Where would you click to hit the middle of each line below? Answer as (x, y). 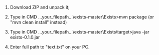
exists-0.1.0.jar (25, 37)
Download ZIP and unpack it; (40, 7)
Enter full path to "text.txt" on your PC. (50, 47)
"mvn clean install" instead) (38, 22)
